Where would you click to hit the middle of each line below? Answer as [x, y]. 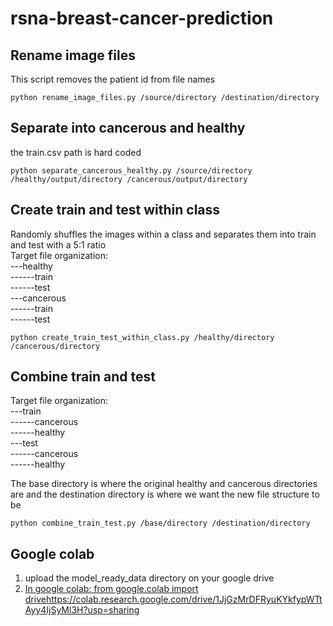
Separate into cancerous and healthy [128, 128]
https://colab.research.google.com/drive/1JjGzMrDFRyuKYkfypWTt [184, 599]
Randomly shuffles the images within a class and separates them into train [163, 234]
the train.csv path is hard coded [76, 152]
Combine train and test [83, 377]
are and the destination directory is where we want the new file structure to [165, 494]
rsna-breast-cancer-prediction [142, 18]
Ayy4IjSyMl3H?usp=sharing [82, 610]
